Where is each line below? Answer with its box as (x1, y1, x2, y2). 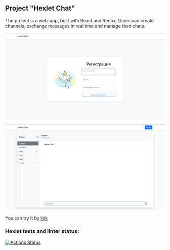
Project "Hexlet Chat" (5, 4, 75, 13)
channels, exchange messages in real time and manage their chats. (5, 23, 146, 29)
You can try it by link (5, 215, 48, 221)
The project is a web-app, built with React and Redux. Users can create (5, 17, 154, 23)
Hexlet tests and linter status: (5, 228, 79, 235)
